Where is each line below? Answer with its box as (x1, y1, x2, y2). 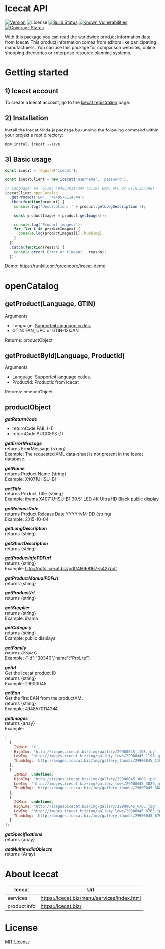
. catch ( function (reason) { (9, 245, 65, 250)
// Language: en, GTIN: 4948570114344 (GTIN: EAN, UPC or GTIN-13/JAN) (5, 186, 155, 191)
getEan (5, 690, 21, 696)
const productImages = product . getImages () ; (14, 213, 107, 218)
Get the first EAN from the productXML (5, 695, 84, 701)
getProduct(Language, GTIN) (5, 300, 96, 308)
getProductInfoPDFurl (5, 555, 51, 561)
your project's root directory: (5, 132, 63, 138)
